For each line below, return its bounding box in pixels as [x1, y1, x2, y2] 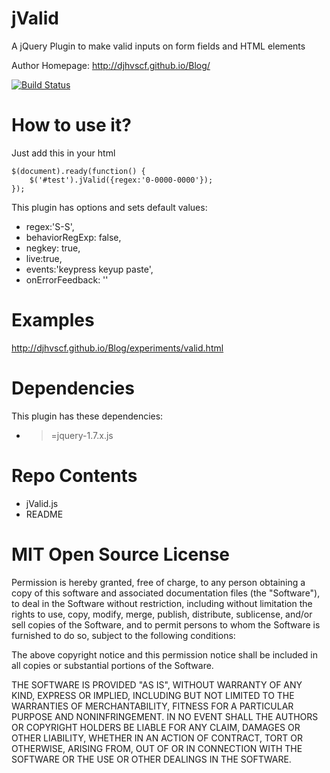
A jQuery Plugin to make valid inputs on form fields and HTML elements [11, 40, 306, 52]
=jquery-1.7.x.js [50, 429, 114, 441]
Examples [11, 309, 95, 332]
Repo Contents [11, 464, 138, 487]
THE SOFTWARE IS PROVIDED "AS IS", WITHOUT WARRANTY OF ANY [11, 678, 303, 691]
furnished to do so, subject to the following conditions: [11, 629, 236, 641]
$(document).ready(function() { [11, 166, 146, 176]
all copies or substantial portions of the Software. [11, 659, 214, 671]
